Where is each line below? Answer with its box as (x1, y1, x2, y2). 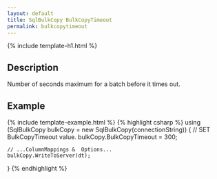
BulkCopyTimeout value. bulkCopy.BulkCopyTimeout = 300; (7, 133, 178, 141)
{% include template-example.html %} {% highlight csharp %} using (7, 118, 201, 126)
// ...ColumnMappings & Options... (7, 146, 112, 153)
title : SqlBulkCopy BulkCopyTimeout (7, 17, 112, 23)
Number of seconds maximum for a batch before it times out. (7, 80, 180, 88)
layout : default (7, 10, 54, 17)
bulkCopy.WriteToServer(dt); (7, 152, 91, 159)
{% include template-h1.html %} (7, 42, 98, 50)
